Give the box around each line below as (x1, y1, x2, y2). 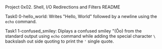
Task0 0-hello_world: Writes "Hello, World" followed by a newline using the (5, 14, 158, 19)
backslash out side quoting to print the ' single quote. (5, 38, 114, 44)
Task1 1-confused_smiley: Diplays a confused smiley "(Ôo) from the (5, 28, 142, 33)
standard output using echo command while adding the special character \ (5, 33, 156, 39)
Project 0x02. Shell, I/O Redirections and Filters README (5, 4, 121, 10)
